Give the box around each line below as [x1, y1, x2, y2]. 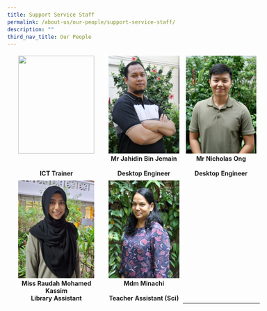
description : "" [7, 26, 54, 33]
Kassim [44, 286, 68, 295]
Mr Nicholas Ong [195, 154, 247, 163]
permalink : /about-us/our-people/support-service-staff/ [7, 18, 176, 26]
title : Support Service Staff [7, 11, 95, 18]
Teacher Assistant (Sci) [108, 294, 179, 302]
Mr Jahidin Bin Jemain [111, 154, 177, 163]
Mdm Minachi [123, 279, 165, 287]
